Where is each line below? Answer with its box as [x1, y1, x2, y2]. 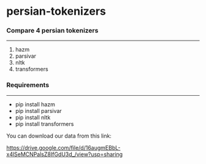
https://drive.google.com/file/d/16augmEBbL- [6, 144, 121, 151]
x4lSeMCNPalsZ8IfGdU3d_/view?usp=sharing [6, 150, 123, 158]
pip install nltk [15, 114, 51, 121]
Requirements [6, 81, 50, 90]
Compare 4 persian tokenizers [6, 26, 99, 35]
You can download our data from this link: [6, 132, 112, 139]
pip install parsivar [15, 107, 63, 114]
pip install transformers [15, 120, 74, 127]
